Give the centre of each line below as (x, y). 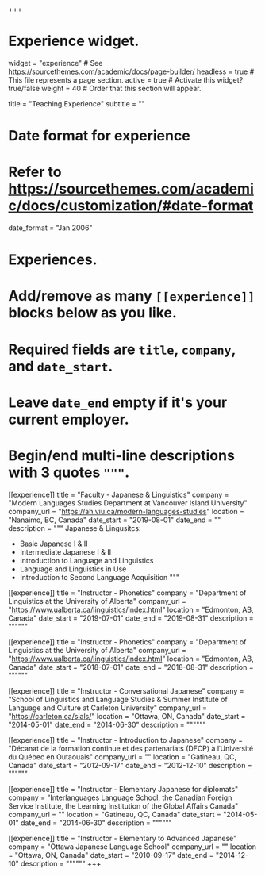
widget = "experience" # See (56, 63)
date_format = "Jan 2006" (50, 228)
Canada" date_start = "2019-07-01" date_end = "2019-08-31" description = (131, 618)
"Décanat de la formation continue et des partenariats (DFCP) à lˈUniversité (131, 748)
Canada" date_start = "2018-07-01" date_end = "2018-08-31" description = (131, 667)
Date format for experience (99, 136)
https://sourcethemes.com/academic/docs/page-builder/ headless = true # (131, 71)
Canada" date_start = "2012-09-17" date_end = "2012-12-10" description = (130, 765)
